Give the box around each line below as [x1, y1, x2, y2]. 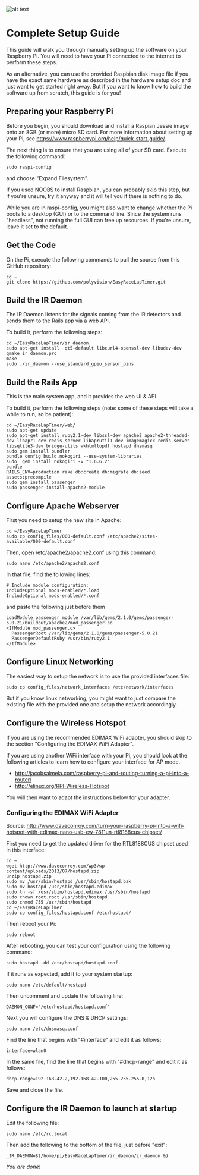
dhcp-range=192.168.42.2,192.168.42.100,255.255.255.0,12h [6, 1076, 156, 1082]
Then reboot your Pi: [6, 920, 56, 927]
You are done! [6, 1163, 41, 1170]
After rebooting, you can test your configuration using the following [6, 942, 171, 949]
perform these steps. [6, 58, 58, 65]
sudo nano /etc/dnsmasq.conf [6, 1026, 78, 1032]
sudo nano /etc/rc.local [6, 1130, 68, 1137]
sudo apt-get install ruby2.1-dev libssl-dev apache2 [6, 433, 143, 439]
